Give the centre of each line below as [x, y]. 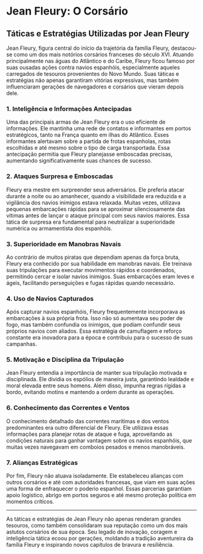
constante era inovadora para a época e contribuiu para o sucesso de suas [100, 338]
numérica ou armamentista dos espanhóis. [60, 228]
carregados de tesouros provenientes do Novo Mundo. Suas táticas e [93, 74]
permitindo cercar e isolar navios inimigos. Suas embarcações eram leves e [100, 276]
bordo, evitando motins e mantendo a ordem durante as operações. [90, 392]
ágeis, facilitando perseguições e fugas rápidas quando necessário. [91, 282]
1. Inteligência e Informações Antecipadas [69, 108]
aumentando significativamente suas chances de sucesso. [79, 161]
